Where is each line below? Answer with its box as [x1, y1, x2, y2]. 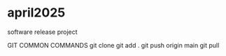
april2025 [7, 5, 66, 21]
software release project [7, 28, 78, 36]
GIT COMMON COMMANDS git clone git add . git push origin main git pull [7, 41, 220, 49]
